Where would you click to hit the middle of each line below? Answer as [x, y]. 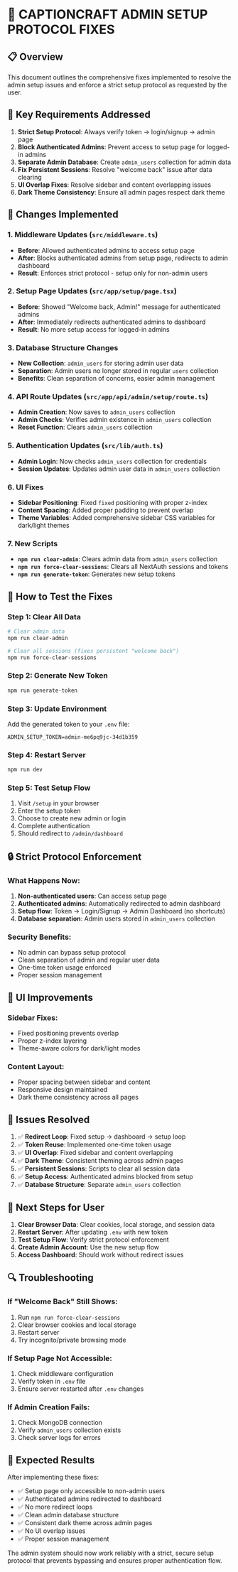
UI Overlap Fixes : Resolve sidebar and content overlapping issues [114, 185]
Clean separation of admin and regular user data [88, 960]
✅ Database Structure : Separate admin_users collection [99, 1185]
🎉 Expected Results [51, 1460]
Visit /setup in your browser [58, 803]
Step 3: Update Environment [57, 708]
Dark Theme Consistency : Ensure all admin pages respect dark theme [121, 192]
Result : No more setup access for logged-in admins [93, 329]
